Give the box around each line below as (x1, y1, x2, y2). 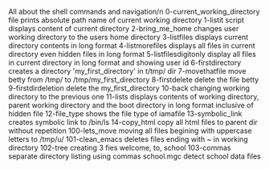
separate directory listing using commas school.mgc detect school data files (8, 151, 261, 161)
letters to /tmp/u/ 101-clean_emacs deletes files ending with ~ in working (8, 135, 249, 143)
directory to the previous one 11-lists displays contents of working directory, (8, 92, 259, 101)
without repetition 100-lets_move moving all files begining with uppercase (8, 126, 252, 135)
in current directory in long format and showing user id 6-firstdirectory (8, 58, 242, 67)
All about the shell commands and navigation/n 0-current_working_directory (8, 7, 260, 16)
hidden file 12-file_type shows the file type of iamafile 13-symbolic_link (8, 109, 243, 119)
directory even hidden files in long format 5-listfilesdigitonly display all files (8, 50, 257, 58)
